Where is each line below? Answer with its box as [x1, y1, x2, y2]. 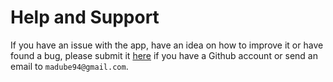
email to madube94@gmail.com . [10, 60, 129, 72]
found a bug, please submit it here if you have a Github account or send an [10, 49, 318, 61]
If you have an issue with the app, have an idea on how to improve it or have [10, 39, 324, 51]
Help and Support [10, 6, 160, 29]
